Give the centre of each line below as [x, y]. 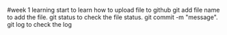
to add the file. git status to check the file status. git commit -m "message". [112, 17]
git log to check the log [39, 24]
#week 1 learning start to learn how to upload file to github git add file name [113, 10]
